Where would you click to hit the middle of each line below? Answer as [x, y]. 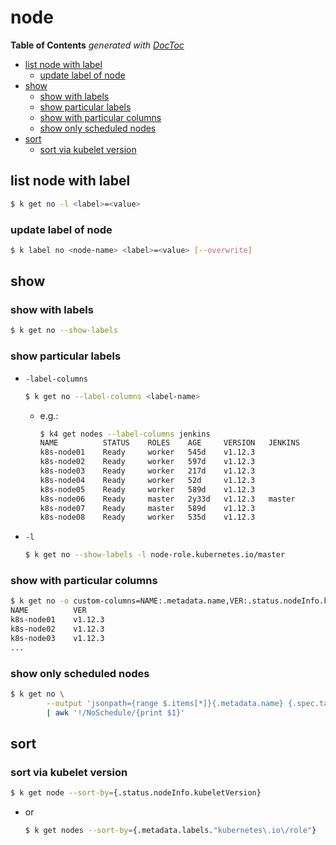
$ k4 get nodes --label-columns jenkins [125, 434]
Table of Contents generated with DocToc [97, 45]
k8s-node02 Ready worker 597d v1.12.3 [147, 462]
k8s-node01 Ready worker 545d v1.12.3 [147, 452]
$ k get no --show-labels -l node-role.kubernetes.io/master [155, 555]
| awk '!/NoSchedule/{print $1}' [116, 712]
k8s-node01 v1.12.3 [57, 620]
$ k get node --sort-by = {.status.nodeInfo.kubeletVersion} [136, 793]
